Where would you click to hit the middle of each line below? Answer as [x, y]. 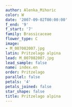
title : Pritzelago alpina [33, 96]
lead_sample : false [26, 63]
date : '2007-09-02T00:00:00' [37, 20]
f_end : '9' [17, 24]
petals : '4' [18, 82]
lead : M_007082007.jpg [30, 58]
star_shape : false [25, 91]
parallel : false [23, 77]
